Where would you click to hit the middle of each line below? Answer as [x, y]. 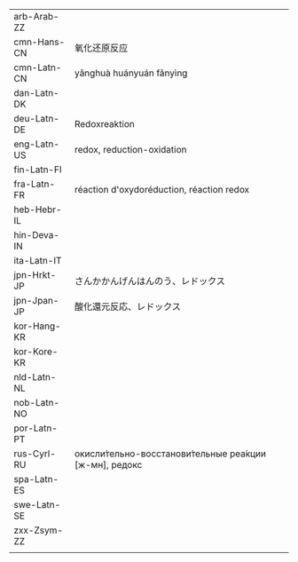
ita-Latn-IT [38, 261]
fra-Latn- [35, 184]
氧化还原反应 [101, 48]
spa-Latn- [36, 479]
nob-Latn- [37, 403]
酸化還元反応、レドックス [128, 307]
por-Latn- [35, 428]
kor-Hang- [37, 326]
